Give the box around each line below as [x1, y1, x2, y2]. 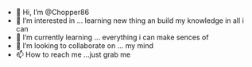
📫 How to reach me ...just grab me [15, 50, 131, 59]
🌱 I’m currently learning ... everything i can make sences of [15, 32, 209, 42]
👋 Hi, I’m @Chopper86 [15, 8, 90, 17]
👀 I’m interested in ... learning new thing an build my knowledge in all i [15, 16, 244, 25]
